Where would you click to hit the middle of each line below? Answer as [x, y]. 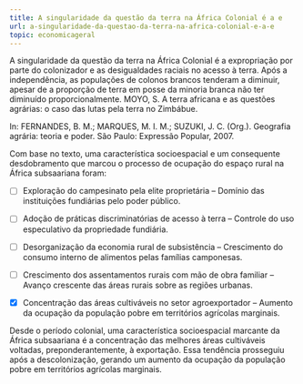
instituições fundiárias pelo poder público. [101, 201]
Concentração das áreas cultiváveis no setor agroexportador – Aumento [158, 302]
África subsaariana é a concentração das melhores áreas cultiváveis [137, 340]
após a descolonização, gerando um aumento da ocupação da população [147, 359]
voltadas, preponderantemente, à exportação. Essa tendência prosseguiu [147, 349]
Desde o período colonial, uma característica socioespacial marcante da [145, 330]
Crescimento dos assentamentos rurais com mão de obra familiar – [148, 275]
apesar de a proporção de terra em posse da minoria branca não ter [137, 90]
